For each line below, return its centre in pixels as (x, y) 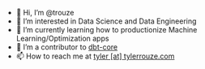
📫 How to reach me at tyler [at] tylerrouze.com (95, 56)
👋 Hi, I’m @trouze (45, 13)
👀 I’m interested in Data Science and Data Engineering (106, 21)
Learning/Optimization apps (62, 38)
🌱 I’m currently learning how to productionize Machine (107, 30)
